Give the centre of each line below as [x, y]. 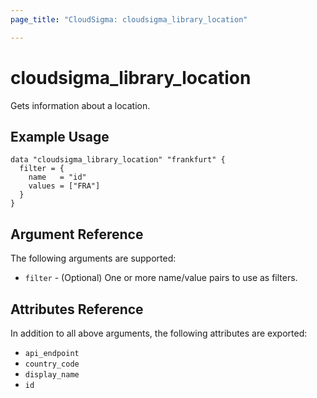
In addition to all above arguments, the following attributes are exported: [159, 333]
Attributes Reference [77, 309]
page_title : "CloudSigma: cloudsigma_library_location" [129, 19]
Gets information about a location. [80, 105]
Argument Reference [77, 234]
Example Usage [60, 136]
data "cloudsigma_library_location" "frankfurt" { [118, 160]
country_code [52, 364]
